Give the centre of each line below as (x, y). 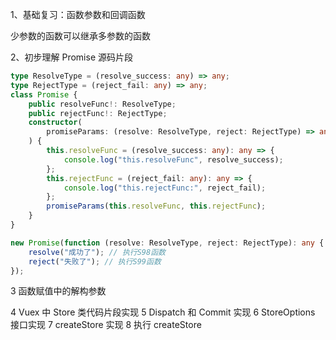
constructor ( (55, 123)
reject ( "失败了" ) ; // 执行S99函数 (95, 261)
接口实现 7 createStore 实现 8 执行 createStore (106, 325)
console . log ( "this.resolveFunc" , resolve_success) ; (173, 159)
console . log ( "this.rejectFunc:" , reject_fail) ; (165, 188)
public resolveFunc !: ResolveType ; (102, 104)
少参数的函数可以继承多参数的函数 (80, 36)
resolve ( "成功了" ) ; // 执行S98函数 (97, 252)
